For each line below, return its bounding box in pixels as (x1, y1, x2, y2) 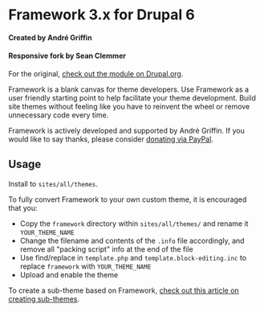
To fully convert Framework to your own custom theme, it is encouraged (8, 195, 247, 204)
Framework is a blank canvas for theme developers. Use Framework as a (8, 84, 250, 94)
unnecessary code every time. (8, 110, 109, 120)
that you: (8, 203, 38, 212)
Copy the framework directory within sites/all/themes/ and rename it (19, 219, 249, 228)
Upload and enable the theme (19, 269, 119, 279)
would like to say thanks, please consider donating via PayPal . (8, 134, 214, 144)
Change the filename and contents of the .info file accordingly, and (19, 236, 245, 245)
